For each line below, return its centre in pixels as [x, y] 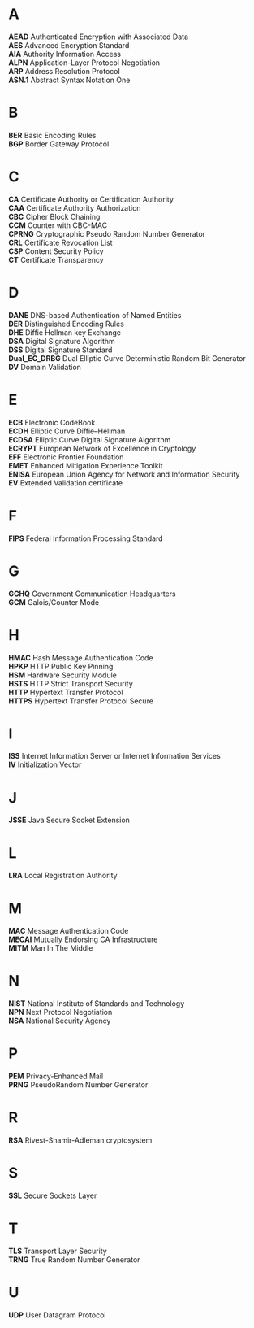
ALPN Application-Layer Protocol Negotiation [84, 63]
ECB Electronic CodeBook [52, 422]
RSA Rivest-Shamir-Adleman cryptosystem [80, 1140]
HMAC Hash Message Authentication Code [81, 657]
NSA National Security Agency [60, 1021]
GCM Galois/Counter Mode [54, 602]
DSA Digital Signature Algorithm [62, 341]
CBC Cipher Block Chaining [54, 216]
